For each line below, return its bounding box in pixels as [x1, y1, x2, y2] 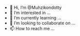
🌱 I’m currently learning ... [9, 15, 62, 20]
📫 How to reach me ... [9, 26, 55, 31]
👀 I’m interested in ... [9, 10, 51, 16]
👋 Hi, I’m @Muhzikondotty [9, 5, 62, 10]
